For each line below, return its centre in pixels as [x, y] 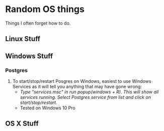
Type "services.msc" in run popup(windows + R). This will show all [89, 92]
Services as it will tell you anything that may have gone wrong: [77, 87]
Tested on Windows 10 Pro [48, 108]
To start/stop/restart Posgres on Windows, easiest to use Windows [82, 81]
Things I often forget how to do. [38, 23]
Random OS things [45, 9]
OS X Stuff [22, 124]
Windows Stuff [29, 56]
